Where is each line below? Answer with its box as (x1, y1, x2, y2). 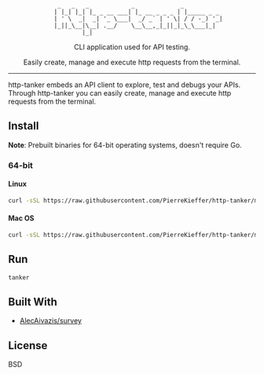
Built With (8, 295, 57, 308)
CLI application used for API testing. (73, 42, 191, 52)
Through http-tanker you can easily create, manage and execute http (8, 89, 232, 97)
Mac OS (8, 213, 35, 223)
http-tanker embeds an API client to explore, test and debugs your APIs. (8, 80, 241, 89)
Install (8, 119, 39, 133)
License (8, 339, 48, 352)
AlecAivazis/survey (19, 316, 82, 326)
